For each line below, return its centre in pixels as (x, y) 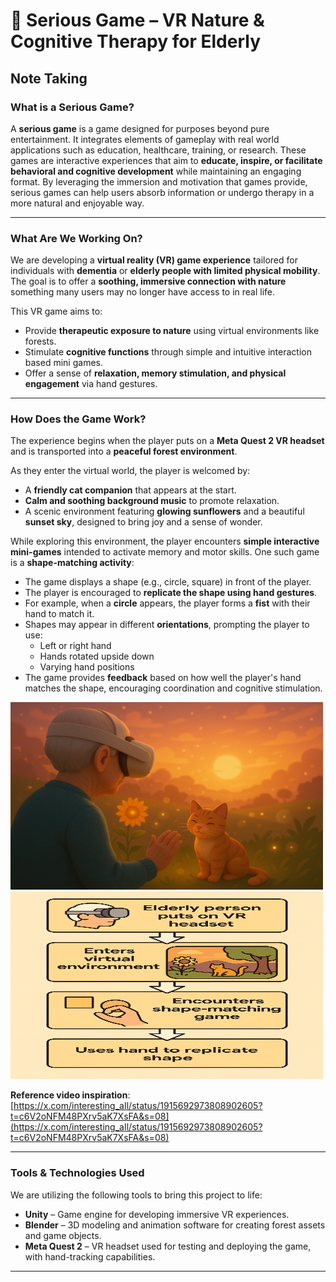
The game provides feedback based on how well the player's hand (163, 678)
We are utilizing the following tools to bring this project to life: (136, 1195)
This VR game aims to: (56, 311)
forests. (40, 341)
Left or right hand (75, 646)
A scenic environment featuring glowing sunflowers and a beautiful (164, 511)
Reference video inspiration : (70, 1095)
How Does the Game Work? (78, 419)
